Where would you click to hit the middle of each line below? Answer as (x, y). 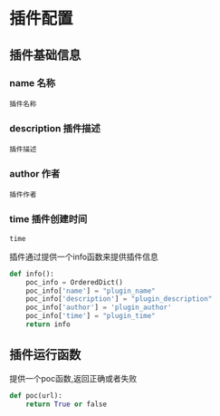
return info (48, 324)
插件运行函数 (45, 355)
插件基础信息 (45, 55)
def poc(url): (36, 395)
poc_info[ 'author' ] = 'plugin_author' (99, 308)
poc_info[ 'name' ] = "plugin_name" (91, 291)
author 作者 (35, 174)
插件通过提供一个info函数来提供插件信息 (84, 256)
